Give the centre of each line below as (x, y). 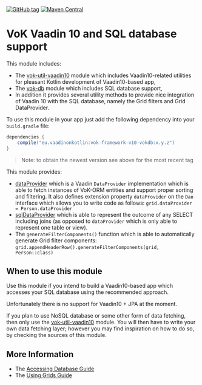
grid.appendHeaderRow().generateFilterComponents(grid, (87, 247)
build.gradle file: (28, 126)
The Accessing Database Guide (55, 369)
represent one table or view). (51, 227)
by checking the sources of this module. (57, 335)
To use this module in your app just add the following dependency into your (101, 119)
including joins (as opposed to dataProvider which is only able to (96, 221)
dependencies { (25, 137)
